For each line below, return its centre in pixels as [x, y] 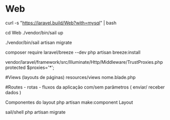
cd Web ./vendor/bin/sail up [34, 32]
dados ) [13, 92]
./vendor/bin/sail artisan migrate [39, 42]
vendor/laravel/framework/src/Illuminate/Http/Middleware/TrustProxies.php [84, 62]
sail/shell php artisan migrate [36, 112]
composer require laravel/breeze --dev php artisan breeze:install [73, 52]
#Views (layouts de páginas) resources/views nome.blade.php [71, 77]
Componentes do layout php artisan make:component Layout [69, 102]
